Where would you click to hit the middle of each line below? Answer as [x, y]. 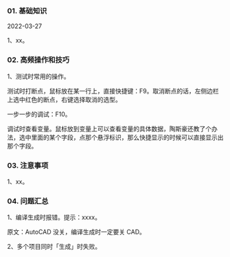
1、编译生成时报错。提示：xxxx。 [54, 217]
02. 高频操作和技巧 [38, 60]
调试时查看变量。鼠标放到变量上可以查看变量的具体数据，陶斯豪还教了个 [109, 128]
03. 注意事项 [28, 165]
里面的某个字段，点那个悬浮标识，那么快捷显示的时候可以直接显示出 [127, 137]
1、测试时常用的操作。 [38, 76]
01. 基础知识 [27, 10]
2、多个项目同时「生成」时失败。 [54, 247]
